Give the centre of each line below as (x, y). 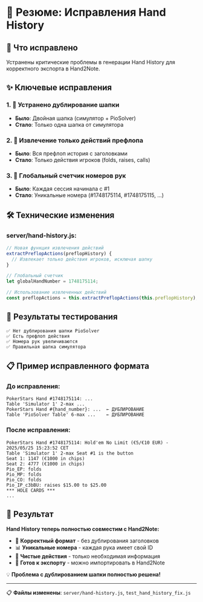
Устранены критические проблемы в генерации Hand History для (91, 62)
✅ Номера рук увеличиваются (42, 341)
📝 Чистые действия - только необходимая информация (87, 556)
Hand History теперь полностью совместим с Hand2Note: (83, 529)
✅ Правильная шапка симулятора (46, 347)
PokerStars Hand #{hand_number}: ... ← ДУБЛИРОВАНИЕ (76, 410)
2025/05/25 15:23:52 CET (37, 448)
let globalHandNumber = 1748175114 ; (52, 281)
